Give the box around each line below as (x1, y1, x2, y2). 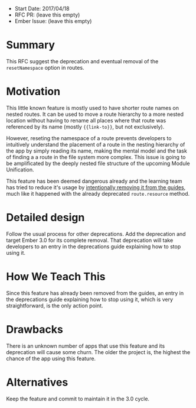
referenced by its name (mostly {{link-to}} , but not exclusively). (6, 123, 165, 130)
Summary (6, 38, 55, 52)
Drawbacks (6, 322, 63, 336)
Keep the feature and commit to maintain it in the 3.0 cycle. (6, 395, 149, 402)
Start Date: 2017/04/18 (14, 5, 70, 12)
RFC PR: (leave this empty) (14, 11, 80, 18)
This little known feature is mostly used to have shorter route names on (6, 104, 179, 111)
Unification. (6, 166, 34, 173)
